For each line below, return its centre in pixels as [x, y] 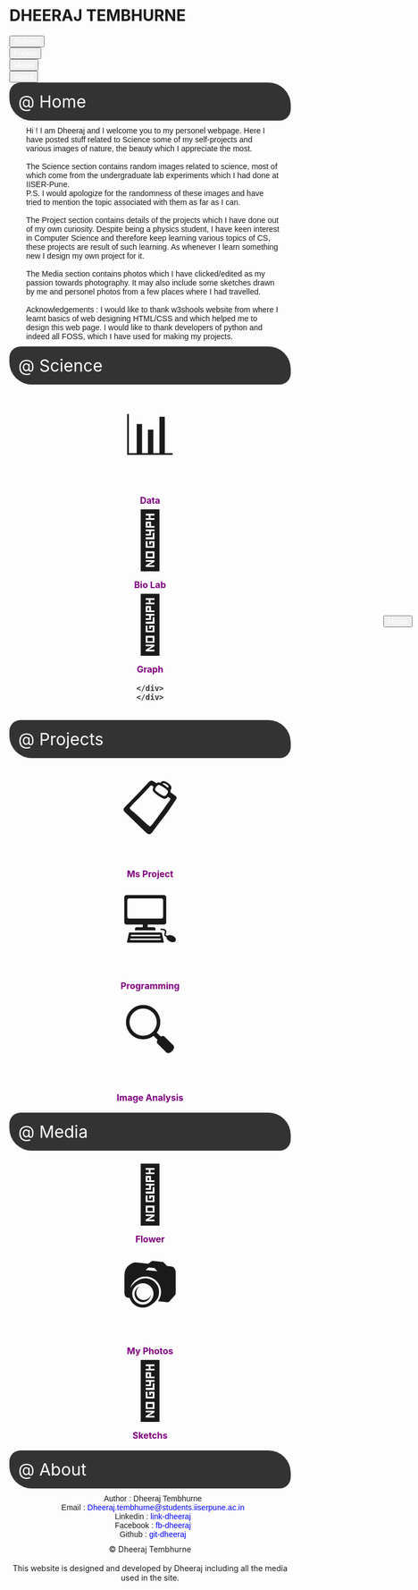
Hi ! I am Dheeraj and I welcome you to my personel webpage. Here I [146, 130]
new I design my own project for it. [85, 255]
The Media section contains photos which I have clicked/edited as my [146, 273]
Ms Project [150, 873]
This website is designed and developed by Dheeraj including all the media [150, 1568]
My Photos [150, 1350]
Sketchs [150, 1435]
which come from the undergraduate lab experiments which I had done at [153, 175]
